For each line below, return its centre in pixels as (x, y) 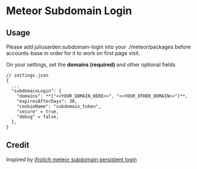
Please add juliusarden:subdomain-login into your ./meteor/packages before (98, 47)
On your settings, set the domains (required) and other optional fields (91, 64)
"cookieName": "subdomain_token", (59, 106)
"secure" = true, (38, 112)
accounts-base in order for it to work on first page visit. (73, 53)
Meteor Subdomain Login (69, 11)
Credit (18, 145)
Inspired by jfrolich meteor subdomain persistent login (71, 159)
